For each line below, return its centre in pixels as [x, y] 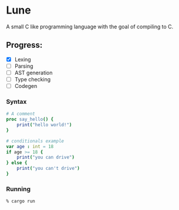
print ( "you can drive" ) [46, 157]
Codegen [26, 86]
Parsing [24, 66]
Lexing [23, 59]
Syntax [16, 101]
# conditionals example [35, 141]
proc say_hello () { [30, 119]
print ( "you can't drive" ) [48, 169]
